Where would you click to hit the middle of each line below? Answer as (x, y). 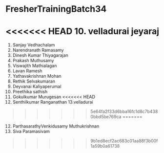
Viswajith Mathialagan (35, 66)
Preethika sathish (30, 92)
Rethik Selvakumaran (34, 81)
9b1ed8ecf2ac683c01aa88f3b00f (124, 141)
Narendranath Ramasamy (38, 50)
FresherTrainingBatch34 (56, 9)
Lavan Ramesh (28, 71)
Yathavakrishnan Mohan (37, 76)
